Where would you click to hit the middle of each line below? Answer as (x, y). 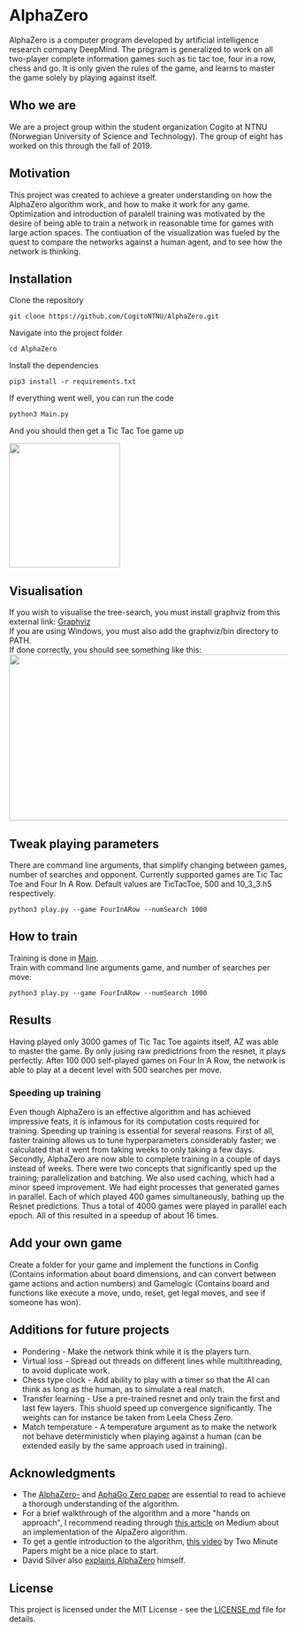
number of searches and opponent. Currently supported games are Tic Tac (146, 874)
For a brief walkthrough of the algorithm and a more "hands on (136, 1513)
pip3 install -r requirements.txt (73, 382)
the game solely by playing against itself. (83, 77)
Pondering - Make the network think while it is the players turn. (137, 1351)
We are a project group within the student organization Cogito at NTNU (138, 127)
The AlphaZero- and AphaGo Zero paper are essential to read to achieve (154, 1495)
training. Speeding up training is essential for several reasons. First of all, (142, 1131)
